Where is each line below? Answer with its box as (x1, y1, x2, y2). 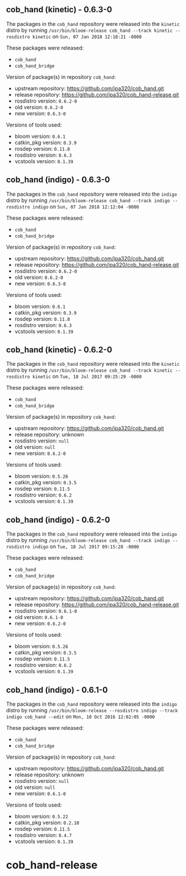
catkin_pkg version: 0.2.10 (14, 819, 79, 827)
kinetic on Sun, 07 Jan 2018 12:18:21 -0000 (32, 32, 142, 40)
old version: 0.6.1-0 (14, 614, 64, 621)
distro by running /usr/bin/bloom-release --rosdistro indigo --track (6, 707, 178, 714)
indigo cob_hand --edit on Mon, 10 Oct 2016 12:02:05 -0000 (6, 713, 155, 720)
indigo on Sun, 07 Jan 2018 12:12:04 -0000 (32, 203, 139, 210)
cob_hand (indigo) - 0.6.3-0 (6, 175, 110, 185)
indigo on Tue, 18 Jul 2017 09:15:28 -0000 (32, 543, 139, 550)
